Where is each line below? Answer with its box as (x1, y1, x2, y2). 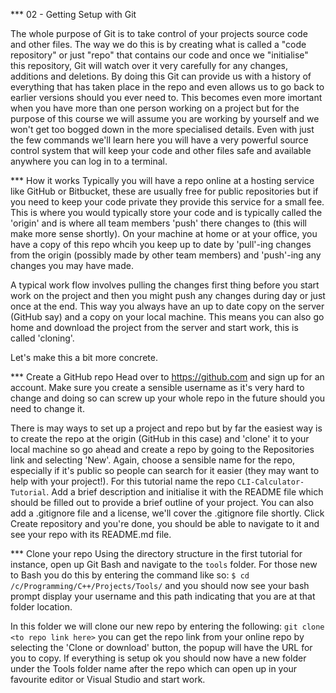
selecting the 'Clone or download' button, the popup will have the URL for (10, 642, 313, 653)
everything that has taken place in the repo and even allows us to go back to (10, 81, 325, 93)
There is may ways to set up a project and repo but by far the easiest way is (10, 422, 323, 434)
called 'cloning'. (10, 332, 75, 344)
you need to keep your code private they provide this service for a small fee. (10, 196, 325, 208)
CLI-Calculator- (236, 477, 305, 487)
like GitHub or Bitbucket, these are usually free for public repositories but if (10, 185, 319, 197)
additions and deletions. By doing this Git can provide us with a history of (10, 70, 312, 82)
